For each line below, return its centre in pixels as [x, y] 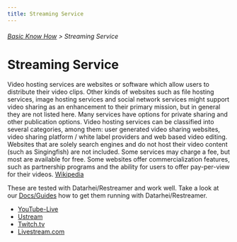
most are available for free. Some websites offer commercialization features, [118, 159]
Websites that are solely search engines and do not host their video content [117, 145]
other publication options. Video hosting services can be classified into [111, 122]
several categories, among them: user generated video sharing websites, [114, 129]
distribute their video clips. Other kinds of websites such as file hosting [111, 92]
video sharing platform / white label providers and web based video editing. [117, 137]
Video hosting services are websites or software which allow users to [109, 85]
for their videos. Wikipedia [46, 174]
